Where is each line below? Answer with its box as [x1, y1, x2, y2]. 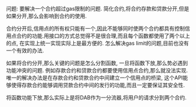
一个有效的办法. [6, 47, 44, 54]
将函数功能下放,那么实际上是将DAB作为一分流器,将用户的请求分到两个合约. [6, 94, 187, 101]
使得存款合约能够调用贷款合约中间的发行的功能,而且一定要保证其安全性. [11, 82, 185, 88]
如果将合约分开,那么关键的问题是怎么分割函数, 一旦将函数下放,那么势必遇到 [6, 59, 188, 66]
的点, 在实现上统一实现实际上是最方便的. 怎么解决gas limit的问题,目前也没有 [6, 40, 189, 46]
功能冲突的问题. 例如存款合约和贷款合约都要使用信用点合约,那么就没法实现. [6, 67, 188, 73]
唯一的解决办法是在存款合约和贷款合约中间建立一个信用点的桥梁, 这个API [6, 74, 183, 81]
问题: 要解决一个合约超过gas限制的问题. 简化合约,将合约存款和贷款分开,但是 [6, 5, 190, 12]
